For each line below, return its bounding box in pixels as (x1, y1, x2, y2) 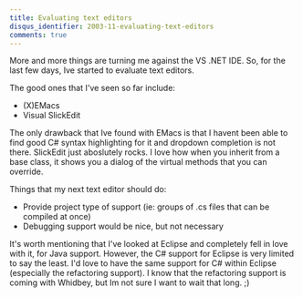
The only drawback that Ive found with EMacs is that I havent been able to (9, 128, 288, 138)
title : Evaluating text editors (9, 13, 132, 23)
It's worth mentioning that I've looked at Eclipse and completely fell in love (9, 239, 289, 250)
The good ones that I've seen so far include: (9, 83, 176, 94)
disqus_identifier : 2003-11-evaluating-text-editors (9, 22, 214, 31)
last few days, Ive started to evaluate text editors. (9, 65, 194, 76)
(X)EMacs (22, 100, 60, 111)
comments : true (9, 30, 68, 39)
